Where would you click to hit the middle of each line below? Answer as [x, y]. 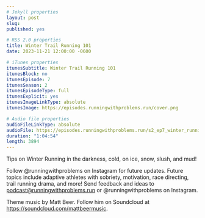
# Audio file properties [38, 119]
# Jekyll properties [33, 12]
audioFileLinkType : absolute [43, 125]
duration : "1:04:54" [33, 136]
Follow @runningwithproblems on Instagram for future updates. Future [95, 171]
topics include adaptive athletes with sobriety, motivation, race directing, [98, 177]
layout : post [23, 18]
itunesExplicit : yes [33, 96]
